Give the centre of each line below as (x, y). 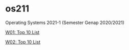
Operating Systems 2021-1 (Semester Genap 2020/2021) (65, 22)
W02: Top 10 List (23, 42)
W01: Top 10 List (22, 32)
